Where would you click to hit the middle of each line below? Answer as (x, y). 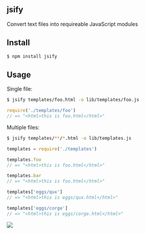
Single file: (20, 89)
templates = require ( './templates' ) (52, 149)
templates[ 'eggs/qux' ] (35, 192)
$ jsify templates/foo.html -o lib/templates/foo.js (73, 100)
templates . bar (24, 176)
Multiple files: (23, 127)
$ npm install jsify (32, 56)
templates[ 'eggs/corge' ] (37, 208)
